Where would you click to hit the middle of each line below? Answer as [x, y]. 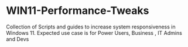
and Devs [18, 39]
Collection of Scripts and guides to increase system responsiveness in [91, 27]
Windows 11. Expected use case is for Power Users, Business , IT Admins [94, 32]
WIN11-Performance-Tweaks [78, 11]
